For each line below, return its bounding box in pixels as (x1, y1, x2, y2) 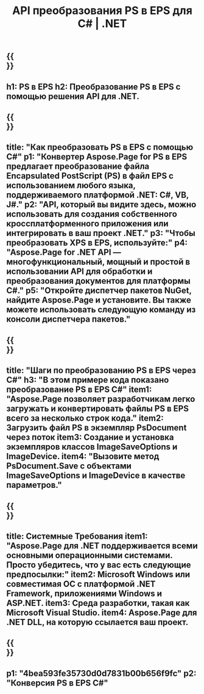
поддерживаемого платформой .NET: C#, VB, (6, 190, 189, 201)
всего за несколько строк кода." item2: (6, 413, 164, 424)
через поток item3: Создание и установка (6, 432, 174, 443)
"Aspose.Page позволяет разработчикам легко (6, 394, 195, 404)
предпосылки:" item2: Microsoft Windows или (6, 569, 191, 580)
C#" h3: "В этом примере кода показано (6, 375, 169, 385)
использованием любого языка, (6, 180, 136, 191)
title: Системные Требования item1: (6, 531, 148, 541)
